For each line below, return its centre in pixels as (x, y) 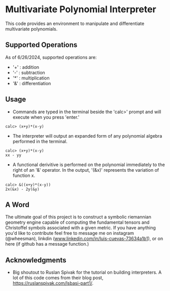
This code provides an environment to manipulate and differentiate (75, 23)
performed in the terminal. (40, 141)
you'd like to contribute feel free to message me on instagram (70, 233)
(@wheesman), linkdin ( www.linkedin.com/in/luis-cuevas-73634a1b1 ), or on (84, 239)
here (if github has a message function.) (47, 244)
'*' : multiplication (31, 78)
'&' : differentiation (32, 83)
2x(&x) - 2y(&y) (22, 189)
